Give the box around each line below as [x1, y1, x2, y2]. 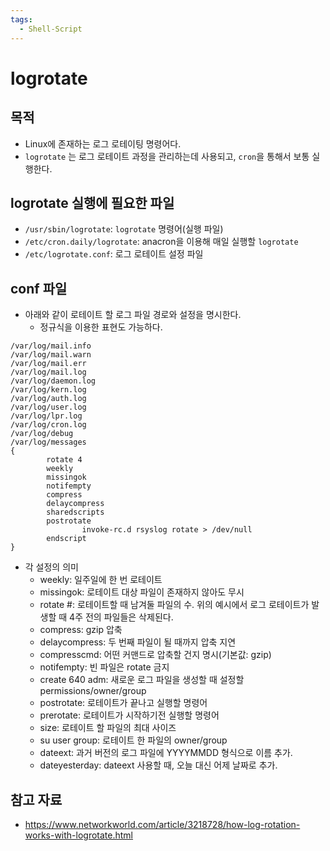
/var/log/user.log [10, 402, 87, 413]
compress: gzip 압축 [39, 624, 123, 636]
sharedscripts [46, 507, 105, 518]
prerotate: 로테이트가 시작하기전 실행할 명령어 [39, 709, 220, 721]
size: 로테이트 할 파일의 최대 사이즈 [39, 722, 177, 734]
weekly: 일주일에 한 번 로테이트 [39, 574, 163, 586]
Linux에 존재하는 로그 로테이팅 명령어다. [24, 137, 182, 150]
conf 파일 [10, 280, 68, 297]
